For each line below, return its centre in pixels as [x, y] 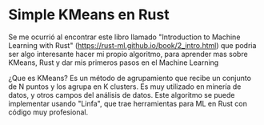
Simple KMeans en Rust [89, 15]
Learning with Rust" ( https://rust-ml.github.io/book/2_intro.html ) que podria [132, 45]
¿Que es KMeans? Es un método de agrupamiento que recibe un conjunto [130, 78]
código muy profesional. [48, 112]
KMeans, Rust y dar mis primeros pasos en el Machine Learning [114, 62]
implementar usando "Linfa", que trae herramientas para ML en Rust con [128, 103]
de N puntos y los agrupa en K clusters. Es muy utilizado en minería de [125, 87]
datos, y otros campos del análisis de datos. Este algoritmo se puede [122, 95]
